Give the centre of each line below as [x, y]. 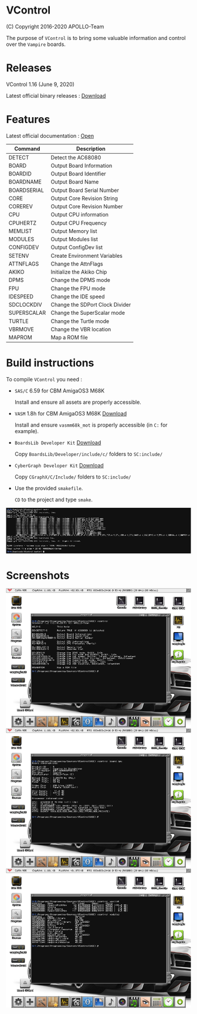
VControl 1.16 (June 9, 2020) [40, 84]
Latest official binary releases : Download [56, 95]
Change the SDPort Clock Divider [91, 305]
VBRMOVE [21, 329]
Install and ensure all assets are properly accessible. [78, 402]
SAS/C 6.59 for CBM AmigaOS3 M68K [60, 390]
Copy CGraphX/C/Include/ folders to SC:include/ [73, 477]
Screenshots [38, 575]
